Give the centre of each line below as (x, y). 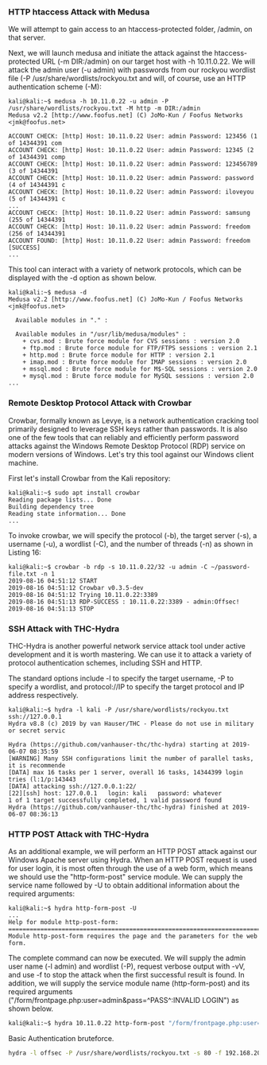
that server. (27, 37)
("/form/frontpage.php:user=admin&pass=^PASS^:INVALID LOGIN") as (124, 1001)
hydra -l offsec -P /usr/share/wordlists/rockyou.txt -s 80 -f (115, 1053)
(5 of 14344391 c (37, 199)
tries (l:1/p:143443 (43, 779)
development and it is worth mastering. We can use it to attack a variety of (130, 654)
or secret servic (37, 731)
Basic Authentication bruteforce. (61, 1039)
